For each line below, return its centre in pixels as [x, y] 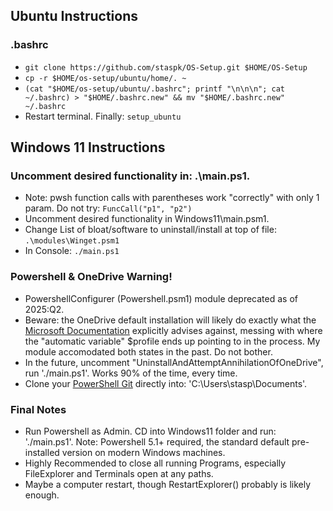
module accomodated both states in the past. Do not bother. [148, 351]
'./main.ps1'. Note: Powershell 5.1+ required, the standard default [157, 441]
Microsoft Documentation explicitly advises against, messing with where [173, 330]
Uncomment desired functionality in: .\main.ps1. [130, 176]
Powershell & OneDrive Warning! [91, 277]
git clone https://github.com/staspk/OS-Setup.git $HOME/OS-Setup [166, 67]
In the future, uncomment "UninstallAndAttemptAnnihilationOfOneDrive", [174, 362]
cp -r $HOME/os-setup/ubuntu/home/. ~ [105, 78]
